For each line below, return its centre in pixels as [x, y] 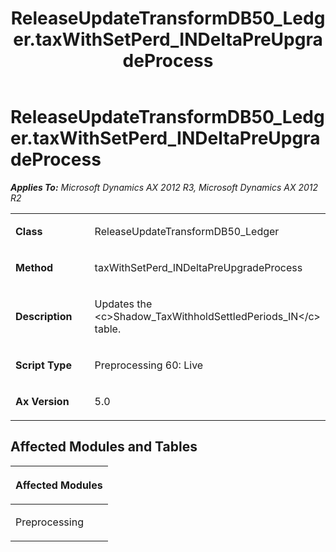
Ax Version [42, 401]
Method [34, 267]
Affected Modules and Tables [104, 447]
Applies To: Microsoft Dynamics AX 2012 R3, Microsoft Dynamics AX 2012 [164, 187]
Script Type [43, 365]
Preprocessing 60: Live [149, 365]
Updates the [123, 304]
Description [44, 316]
